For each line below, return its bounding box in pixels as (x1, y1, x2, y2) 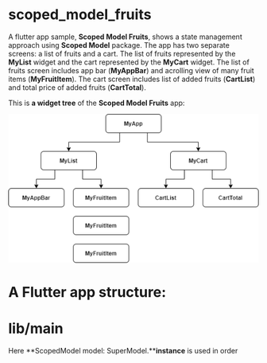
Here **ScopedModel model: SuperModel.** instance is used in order (8, 346, 238, 356)
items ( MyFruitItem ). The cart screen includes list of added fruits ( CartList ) (8, 74, 256, 84)
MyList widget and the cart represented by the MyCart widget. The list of (8, 57, 250, 67)
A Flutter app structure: (8, 283, 167, 302)
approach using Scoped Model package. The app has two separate (8, 40, 230, 49)
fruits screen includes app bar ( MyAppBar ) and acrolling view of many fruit (8, 65, 254, 75)
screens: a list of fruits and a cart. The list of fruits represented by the (8, 49, 236, 58)
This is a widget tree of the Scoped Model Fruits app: (8, 98, 185, 107)
